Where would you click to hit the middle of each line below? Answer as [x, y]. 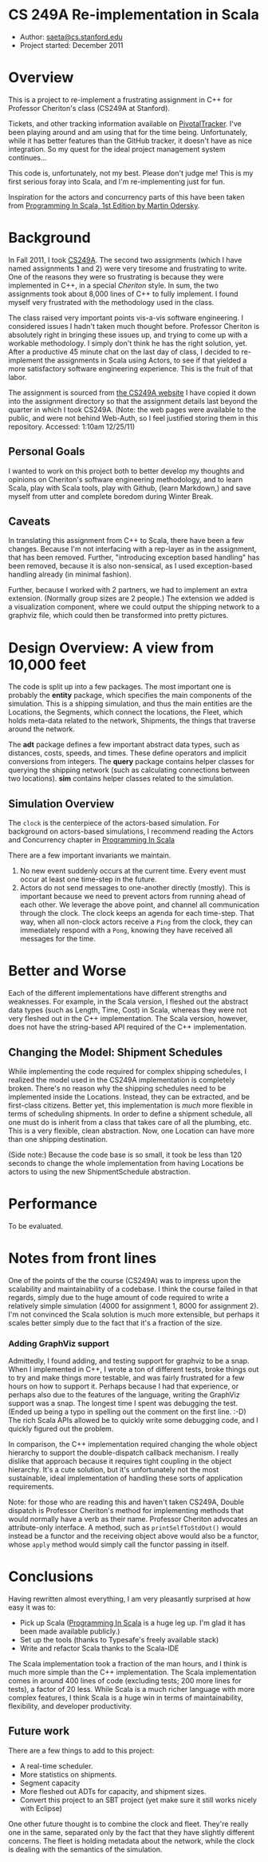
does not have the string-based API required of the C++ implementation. [128, 1027]
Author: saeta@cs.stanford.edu [71, 37]
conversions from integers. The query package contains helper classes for [132, 762]
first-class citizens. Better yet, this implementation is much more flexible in [131, 1105]
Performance [53, 1204]
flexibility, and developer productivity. [70, 1706]
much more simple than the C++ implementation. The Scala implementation [132, 1672]
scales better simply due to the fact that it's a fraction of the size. [115, 1322]
